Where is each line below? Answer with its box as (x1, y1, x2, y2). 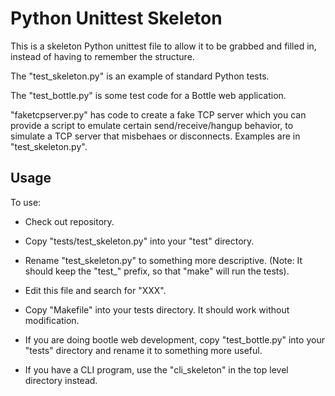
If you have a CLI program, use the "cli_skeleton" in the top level (24, 363, 289, 376)
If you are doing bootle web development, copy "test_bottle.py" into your (24, 333, 325, 346)
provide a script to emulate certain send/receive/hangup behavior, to (10, 119, 294, 131)
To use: (10, 196, 42, 208)
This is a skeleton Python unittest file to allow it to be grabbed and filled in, (10, 40, 317, 52)
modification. (24, 314, 80, 326)
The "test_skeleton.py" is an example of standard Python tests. (10, 70, 270, 82)
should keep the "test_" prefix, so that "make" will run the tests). (24, 265, 290, 277)
